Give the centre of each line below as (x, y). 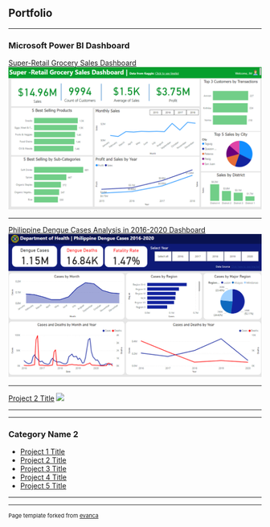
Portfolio (31, 13)
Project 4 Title (43, 477)
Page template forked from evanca (53, 515)
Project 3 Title (43, 468)
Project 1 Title (43, 451)
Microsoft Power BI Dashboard (69, 45)
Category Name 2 (43, 434)
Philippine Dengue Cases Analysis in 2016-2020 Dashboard (107, 229)
